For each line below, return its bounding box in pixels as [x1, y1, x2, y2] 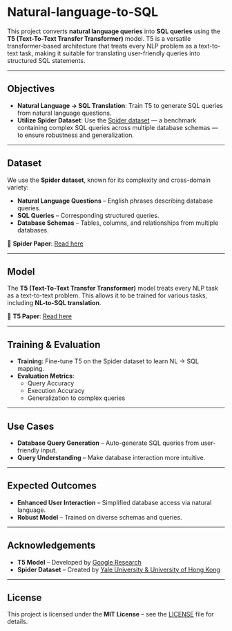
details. [7, 617, 28, 626]
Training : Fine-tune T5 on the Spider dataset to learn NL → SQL [17, 357, 199, 365]
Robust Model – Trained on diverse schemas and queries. [17, 513, 182, 521]
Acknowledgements [7, 540, 96, 551]
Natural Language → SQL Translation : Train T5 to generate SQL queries [17, 101, 223, 109]
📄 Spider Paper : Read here [7, 239, 84, 248]
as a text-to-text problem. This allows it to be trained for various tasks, [7, 291, 208, 300]
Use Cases [7, 420, 55, 432]
